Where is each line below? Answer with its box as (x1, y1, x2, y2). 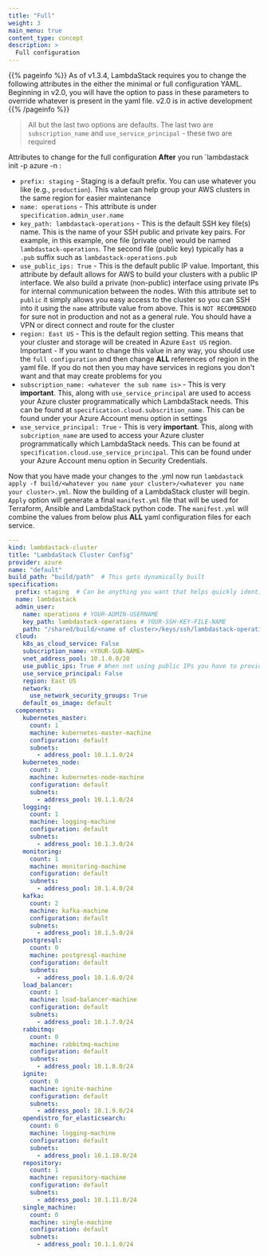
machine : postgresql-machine (29, 951, 127, 959)
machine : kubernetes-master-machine (29, 729, 152, 737)
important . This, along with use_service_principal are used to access (19, 388, 251, 397)
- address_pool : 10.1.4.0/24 (37, 884, 134, 893)
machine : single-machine (29, 1218, 112, 1226)
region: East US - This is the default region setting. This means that (19, 329, 244, 338)
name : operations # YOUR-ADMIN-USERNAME (22, 610, 159, 618)
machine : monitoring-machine (29, 862, 127, 870)
